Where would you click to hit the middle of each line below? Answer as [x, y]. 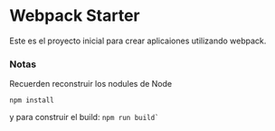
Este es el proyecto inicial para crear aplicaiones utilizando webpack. [138, 41]
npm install [32, 100]
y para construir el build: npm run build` [85, 117]
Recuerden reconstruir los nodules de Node [91, 84]
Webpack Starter [75, 16]
